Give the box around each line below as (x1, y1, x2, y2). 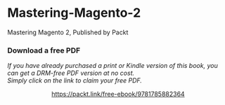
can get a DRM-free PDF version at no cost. (7, 69, 135, 78)
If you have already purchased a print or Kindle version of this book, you (7, 62, 218, 70)
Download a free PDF (7, 45, 81, 55)
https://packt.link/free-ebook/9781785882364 (51, 90, 185, 99)
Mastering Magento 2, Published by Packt (7, 28, 129, 36)
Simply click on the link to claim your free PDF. (7, 76, 143, 85)
